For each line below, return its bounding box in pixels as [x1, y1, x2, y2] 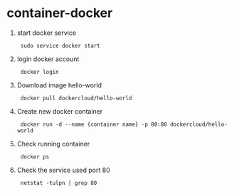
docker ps [20, 153, 50, 161]
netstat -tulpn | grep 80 [20, 179, 97, 186]
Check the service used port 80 [16, 166, 111, 174]
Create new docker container [16, 107, 103, 115]
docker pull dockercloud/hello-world [20, 95, 132, 102]
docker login [20, 68, 59, 75]
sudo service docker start [20, 42, 100, 49]
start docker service [16, 28, 76, 37]
